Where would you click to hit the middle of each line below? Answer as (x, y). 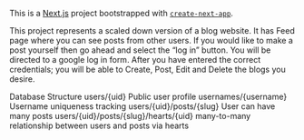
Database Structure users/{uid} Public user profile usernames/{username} (148, 96)
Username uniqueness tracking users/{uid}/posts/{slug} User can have (142, 106)
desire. (22, 79)
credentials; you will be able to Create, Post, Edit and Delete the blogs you (147, 69)
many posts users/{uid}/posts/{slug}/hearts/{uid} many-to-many (130, 116)
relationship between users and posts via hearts (99, 125)
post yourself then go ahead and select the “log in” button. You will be (140, 50)
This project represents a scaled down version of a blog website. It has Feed (152, 30)
